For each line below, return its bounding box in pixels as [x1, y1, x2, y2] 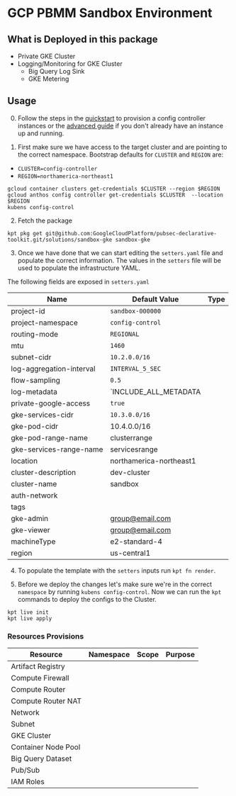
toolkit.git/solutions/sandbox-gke [7, 236, 113, 243]
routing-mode [11, 329, 59, 339]
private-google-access [11, 398, 91, 408]
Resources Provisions [7, 631, 84, 641]
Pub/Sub [11, 766, 40, 775]
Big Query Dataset [11, 753, 72, 763]
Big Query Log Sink [28, 67, 85, 75]
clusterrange [109, 432, 153, 442]
